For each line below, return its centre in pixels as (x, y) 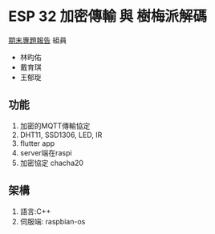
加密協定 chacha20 (52, 163)
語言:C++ (35, 211)
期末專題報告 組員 (37, 40)
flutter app (37, 143)
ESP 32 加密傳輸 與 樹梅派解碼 (107, 16)
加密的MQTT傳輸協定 (55, 126)
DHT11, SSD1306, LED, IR (61, 135)
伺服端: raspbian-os (53, 221)
